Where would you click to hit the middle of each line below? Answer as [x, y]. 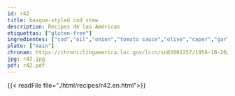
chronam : [20, 53]
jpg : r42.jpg [26, 59]
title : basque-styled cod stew [53, 20]
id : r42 [19, 14]
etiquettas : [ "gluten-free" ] [50, 33]
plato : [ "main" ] [31, 46]
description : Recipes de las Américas [64, 26]
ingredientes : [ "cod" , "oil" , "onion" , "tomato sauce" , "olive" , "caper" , [111, 40]
